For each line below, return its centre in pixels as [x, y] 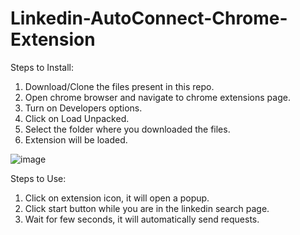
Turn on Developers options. [83, 108]
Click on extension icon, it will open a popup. [117, 198]
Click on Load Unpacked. [77, 118]
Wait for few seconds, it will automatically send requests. [142, 219]
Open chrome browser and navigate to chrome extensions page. [157, 97]
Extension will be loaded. [76, 139]
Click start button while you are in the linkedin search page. [147, 208]
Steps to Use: [38, 178]
